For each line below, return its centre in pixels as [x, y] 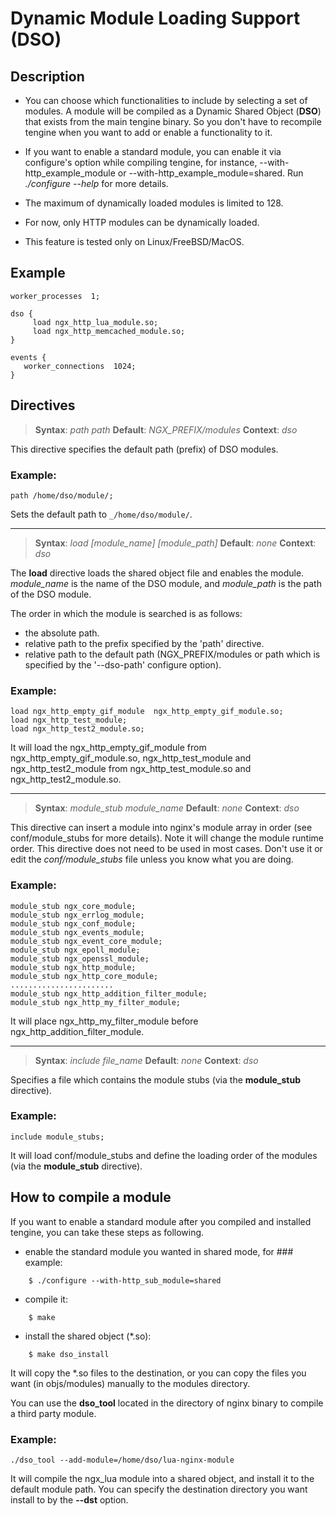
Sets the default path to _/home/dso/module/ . [101, 514]
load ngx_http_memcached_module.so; [109, 331]
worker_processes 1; [55, 296]
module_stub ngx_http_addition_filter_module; [109, 993]
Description [47, 76]
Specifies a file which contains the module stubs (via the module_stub [155, 1079]
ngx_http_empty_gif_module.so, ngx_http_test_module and [131, 758]
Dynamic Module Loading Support [155, 18]
